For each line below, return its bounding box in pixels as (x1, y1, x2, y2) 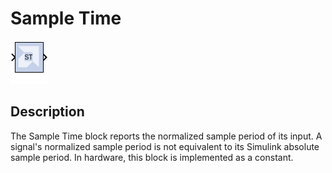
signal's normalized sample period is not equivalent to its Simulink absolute (10, 140, 320, 152)
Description (10, 103, 85, 121)
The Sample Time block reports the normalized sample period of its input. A (10, 130, 323, 142)
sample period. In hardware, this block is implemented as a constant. (10, 151, 294, 163)
